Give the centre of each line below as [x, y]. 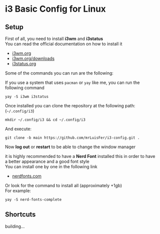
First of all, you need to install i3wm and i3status [54, 39]
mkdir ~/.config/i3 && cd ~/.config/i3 [45, 120]
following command [25, 88]
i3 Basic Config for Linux [56, 9]
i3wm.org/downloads [33, 58]
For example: [18, 191]
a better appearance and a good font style [47, 161]
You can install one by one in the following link [51, 166]
